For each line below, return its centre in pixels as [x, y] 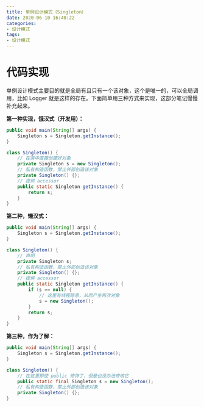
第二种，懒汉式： [28, 216]
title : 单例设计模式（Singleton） [46, 12]
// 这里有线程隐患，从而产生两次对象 [79, 295]
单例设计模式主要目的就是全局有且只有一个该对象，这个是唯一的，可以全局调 [102, 90]
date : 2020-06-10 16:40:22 [40, 18]
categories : [21, 23]
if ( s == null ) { [50, 290]
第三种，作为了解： [30, 336]
